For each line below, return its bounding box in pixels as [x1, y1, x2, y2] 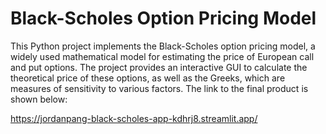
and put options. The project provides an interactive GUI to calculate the [10, 61, 308, 73]
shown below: [10, 93, 68, 105]
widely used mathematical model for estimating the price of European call [10, 50, 315, 62]
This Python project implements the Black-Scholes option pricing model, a [10, 40, 316, 52]
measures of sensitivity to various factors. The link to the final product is [10, 82, 309, 94]
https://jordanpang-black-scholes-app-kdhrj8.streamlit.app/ [10, 112, 258, 124]
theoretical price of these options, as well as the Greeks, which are [10, 72, 286, 84]
